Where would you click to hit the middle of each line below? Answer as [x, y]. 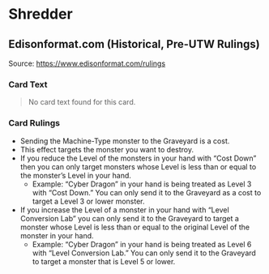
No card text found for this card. [82, 102]
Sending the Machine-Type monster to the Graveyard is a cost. [125, 141]
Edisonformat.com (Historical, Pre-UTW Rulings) [134, 44]
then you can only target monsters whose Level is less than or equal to [138, 166]
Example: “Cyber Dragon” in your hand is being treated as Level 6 [142, 244]
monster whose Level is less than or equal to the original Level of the [134, 227]
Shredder [41, 14]
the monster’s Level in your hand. [76, 175]
